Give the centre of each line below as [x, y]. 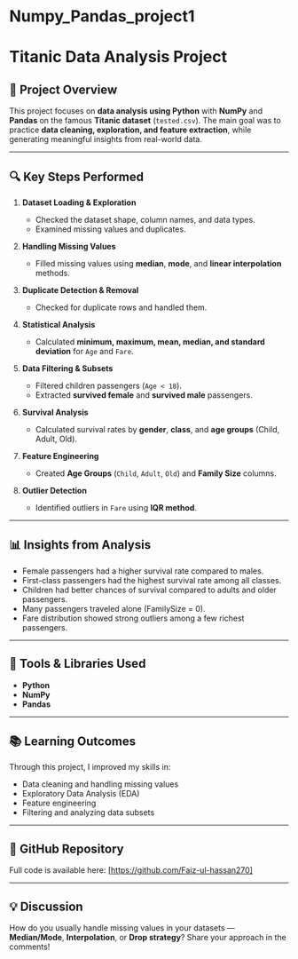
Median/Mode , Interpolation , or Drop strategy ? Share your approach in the [148, 938]
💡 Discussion [46, 906]
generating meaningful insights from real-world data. [106, 139]
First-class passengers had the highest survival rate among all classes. [152, 580]
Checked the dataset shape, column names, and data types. [145, 220]
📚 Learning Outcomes [73, 742]
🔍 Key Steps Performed [77, 176]
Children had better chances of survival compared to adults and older [149, 590]
